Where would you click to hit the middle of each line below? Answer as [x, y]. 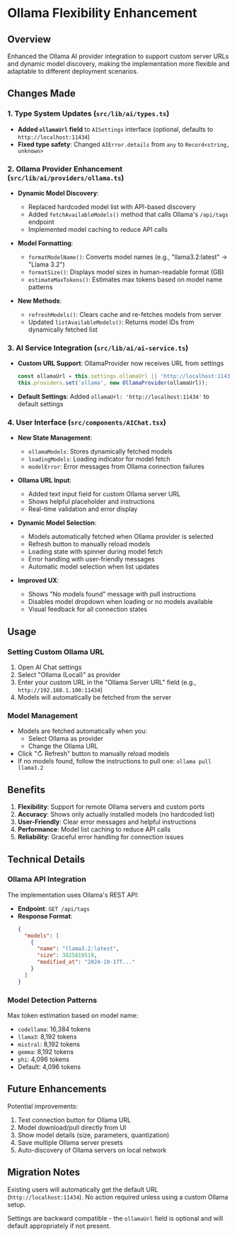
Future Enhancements [57, 1089]
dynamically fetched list [63, 329]
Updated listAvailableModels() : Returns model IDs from [111, 322]
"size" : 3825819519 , [67, 956]
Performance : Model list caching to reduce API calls [94, 829]
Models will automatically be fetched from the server [94, 698]
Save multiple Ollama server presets [70, 1142]
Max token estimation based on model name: [73, 1015]
